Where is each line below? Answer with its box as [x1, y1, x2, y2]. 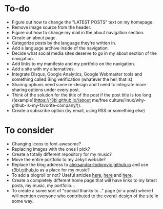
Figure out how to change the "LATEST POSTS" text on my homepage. [11, 19, 154, 25]
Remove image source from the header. [11, 24, 91, 30]
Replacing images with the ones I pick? [11, 146, 90, 152]
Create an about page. [11, 35, 57, 41]
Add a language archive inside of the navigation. [11, 45, 109, 51]
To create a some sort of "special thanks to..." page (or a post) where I [11, 187, 153, 193]
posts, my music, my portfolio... [11, 182, 75, 188]
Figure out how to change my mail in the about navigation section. [11, 29, 144, 35]
